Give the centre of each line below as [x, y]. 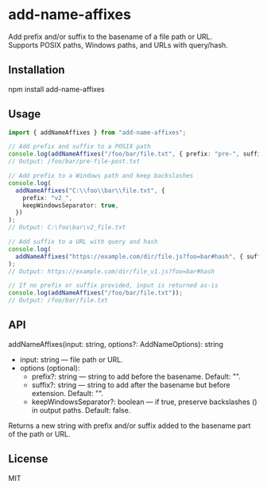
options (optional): [50, 368]
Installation [37, 70]
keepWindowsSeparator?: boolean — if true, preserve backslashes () [144, 402]
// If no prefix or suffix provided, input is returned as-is [113, 286]
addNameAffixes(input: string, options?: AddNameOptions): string [116, 344]
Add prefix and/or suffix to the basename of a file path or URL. [110, 37]
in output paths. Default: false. [81, 410]
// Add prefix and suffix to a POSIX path [79, 147]
